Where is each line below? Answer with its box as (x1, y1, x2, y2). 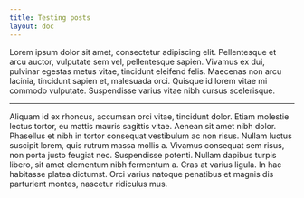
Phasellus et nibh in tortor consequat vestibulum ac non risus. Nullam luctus (9, 130, 292, 141)
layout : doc (9, 22, 54, 31)
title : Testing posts (9, 13, 91, 23)
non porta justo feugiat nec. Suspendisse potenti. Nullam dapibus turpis (9, 149, 277, 160)
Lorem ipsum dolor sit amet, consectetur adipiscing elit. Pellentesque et (9, 46, 277, 57)
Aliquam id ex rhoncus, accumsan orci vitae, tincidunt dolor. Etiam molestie (9, 110, 290, 122)
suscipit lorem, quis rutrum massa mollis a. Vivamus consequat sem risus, (9, 139, 285, 150)
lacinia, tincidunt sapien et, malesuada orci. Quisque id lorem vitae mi (9, 75, 268, 86)
